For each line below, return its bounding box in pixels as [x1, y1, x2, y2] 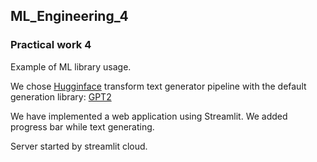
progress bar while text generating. [10, 120, 155, 133]
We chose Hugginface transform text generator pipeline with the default [10, 80, 307, 92]
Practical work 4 [10, 38, 92, 52]
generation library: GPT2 [10, 90, 112, 103]
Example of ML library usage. [10, 60, 132, 73]
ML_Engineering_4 [10, 8, 129, 25]
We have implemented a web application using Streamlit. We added [10, 110, 288, 122]
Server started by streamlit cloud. [10, 140, 148, 152]
